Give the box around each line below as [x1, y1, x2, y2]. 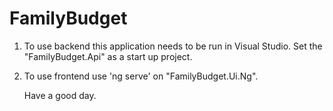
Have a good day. [23, 89, 97, 101]
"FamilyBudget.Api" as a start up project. [23, 50, 193, 62]
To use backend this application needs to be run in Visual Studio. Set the [23, 40, 323, 52]
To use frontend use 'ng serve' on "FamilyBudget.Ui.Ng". [23, 70, 259, 82]
